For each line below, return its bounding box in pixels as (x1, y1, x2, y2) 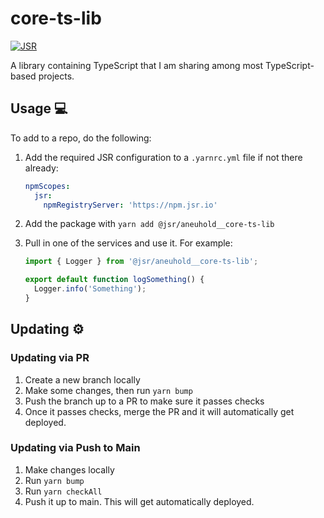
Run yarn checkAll (24, 485, 103, 497)
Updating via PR (10, 351, 90, 365)
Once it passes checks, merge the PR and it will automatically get (24, 405, 295, 417)
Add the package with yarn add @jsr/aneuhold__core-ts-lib (24, 218, 275, 230)
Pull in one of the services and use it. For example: (24, 237, 233, 249)
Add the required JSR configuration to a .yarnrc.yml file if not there (24, 151, 303, 163)
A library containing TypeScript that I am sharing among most (10, 59, 264, 71)
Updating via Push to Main (10, 441, 141, 455)
